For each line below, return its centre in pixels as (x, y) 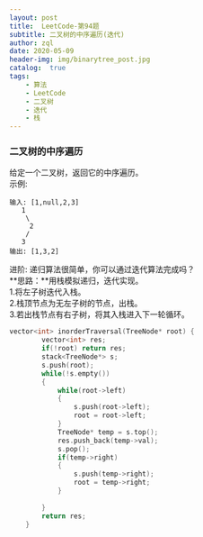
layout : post (34, 18)
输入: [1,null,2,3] (44, 203)
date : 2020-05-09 (42, 51)
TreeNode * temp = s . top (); (108, 432)
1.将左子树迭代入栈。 (48, 292)
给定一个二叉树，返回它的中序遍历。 (76, 173)
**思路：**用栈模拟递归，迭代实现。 (76, 281)
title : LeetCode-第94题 (54, 26)
